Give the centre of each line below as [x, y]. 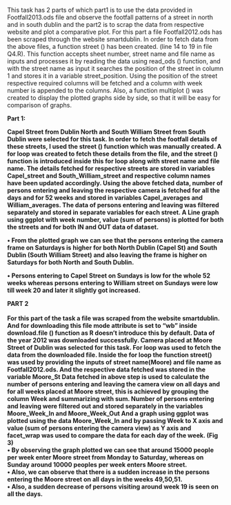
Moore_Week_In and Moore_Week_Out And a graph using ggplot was [108, 413]
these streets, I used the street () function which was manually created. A [114, 146]
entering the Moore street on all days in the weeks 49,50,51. [95, 479]
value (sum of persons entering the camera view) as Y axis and [99, 428]
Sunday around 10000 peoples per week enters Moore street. [97, 465]
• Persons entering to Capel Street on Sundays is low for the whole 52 [109, 276]
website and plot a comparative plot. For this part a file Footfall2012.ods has [115, 32]
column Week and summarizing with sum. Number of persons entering [111, 399]
